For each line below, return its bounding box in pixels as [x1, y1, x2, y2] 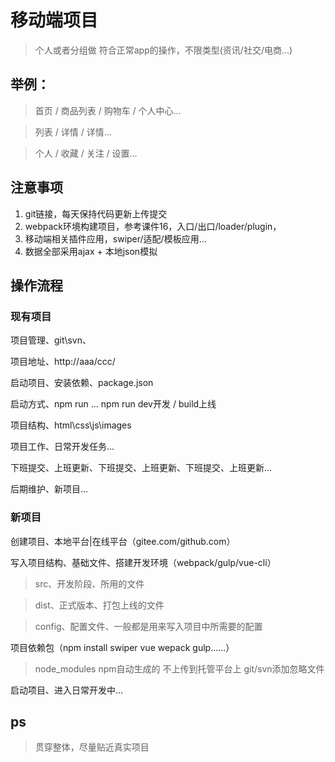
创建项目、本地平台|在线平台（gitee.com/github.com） [10, 535, 236, 547]
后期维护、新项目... [10, 483, 89, 495]
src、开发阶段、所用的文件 [34, 577, 145, 590]
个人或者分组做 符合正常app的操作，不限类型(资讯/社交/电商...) [34, 44, 293, 56]
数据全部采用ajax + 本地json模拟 [24, 245, 158, 257]
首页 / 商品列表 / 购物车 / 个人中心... [34, 104, 182, 116]
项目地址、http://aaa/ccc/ [10, 356, 116, 368]
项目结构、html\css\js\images [10, 419, 132, 431]
